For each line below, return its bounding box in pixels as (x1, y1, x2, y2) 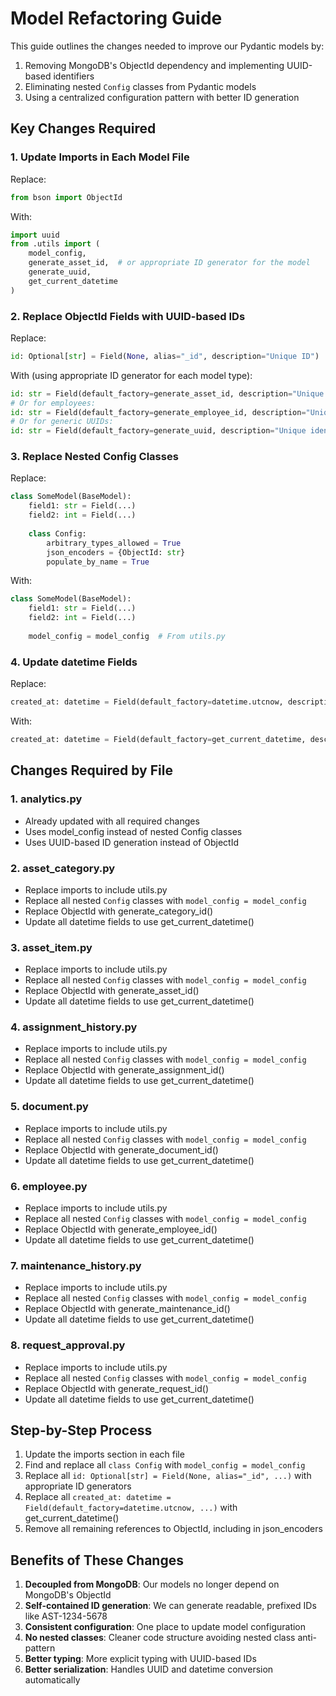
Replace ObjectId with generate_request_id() (24, 1382, 209, 1394)
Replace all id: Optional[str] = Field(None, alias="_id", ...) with (24, 1470, 312, 1482)
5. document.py (10, 1100, 89, 1114)
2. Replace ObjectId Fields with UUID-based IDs (10, 309, 246, 323)
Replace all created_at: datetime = (24, 1491, 172, 1503)
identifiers (53, 70, 95, 82)
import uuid (10, 230, 60, 240)
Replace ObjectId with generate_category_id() (24, 905, 214, 917)
